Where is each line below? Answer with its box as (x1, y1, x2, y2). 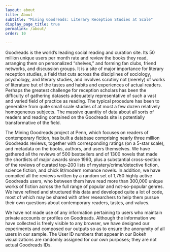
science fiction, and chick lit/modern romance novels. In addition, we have (5, 167, 161, 173)
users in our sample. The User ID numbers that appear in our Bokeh (5, 231, 147, 237)
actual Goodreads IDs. (5, 242, 52, 248)
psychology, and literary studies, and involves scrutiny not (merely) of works (5, 77, 165, 82)
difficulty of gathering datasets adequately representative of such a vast (5, 92, 156, 99)
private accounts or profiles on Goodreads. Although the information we (5, 215, 156, 221)
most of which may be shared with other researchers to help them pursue (5, 194, 159, 200)
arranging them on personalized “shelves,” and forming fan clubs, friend (5, 60, 156, 66)
